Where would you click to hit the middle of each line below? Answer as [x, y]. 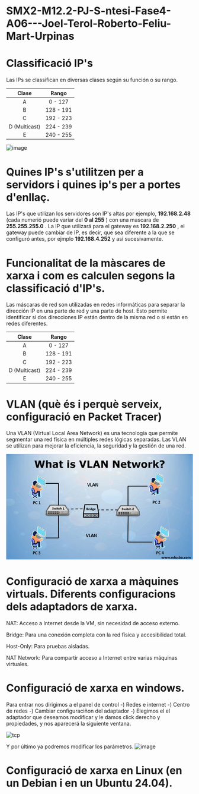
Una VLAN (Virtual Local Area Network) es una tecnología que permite [92, 433]
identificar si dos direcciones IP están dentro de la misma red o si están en [97, 317]
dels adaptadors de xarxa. [72, 607]
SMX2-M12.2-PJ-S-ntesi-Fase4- [89, 11]
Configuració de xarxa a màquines [93, 582]
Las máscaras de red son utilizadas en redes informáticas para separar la [96, 305]
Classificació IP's [50, 63]
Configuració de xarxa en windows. [95, 688]
